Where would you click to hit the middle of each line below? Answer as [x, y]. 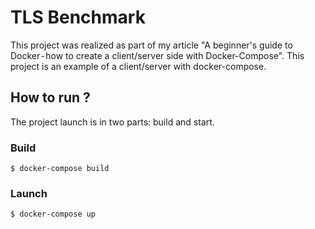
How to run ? [50, 97]
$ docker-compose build [60, 169]
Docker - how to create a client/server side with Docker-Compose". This [157, 55]
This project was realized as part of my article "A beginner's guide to [151, 45]
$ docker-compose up [53, 214]
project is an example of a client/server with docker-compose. [138, 66]
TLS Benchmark [78, 17]
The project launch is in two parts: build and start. [112, 122]
